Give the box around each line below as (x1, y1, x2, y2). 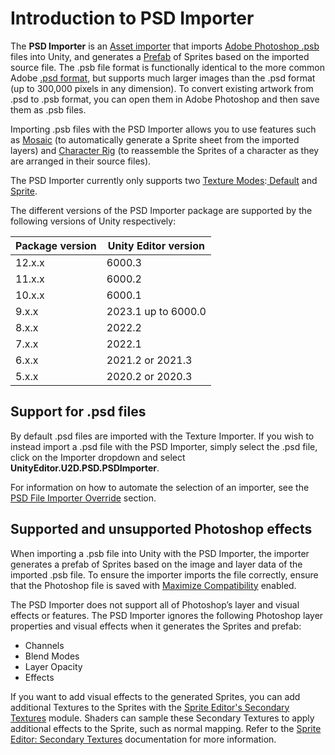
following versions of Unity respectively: (10, 215, 177, 227)
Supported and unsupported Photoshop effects (10, 521, 313, 538)
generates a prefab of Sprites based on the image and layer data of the (10, 558, 303, 570)
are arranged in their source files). (10, 155, 152, 167)
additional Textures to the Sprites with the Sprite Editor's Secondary (10, 701, 290, 713)
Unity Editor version (107, 238, 205, 252)
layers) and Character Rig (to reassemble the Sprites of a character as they (10, 144, 320, 156)
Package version (15, 238, 97, 252)
